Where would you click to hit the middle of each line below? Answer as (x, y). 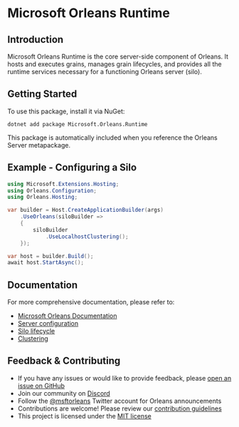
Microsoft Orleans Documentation (67, 316)
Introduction (36, 40)
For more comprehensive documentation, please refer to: (91, 302)
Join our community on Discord (64, 393)
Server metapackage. (39, 145)
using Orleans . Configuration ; (52, 190)
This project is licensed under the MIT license (84, 416)
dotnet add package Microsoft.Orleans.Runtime (78, 124)
